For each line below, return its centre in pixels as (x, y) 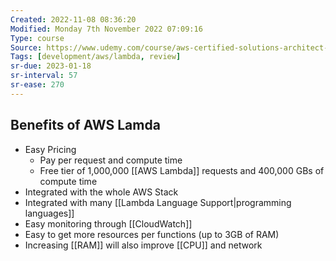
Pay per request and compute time (111, 160)
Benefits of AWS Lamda (85, 125)
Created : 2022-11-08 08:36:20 (73, 19)
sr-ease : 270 (37, 85)
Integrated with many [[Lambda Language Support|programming (158, 202)
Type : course (37, 38)
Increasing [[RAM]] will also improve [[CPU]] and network (143, 245)
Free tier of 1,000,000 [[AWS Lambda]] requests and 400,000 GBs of (182, 170)
